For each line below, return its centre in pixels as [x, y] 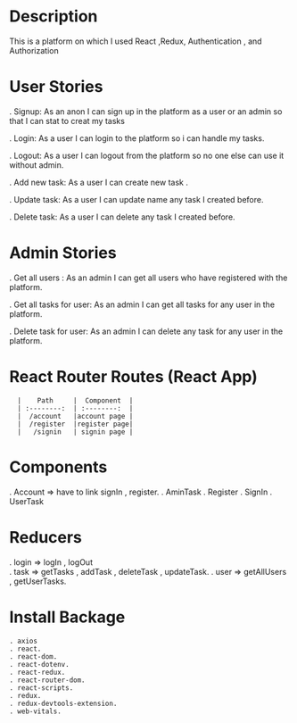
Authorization [34, 50]
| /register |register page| [75, 424]
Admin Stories [63, 253]
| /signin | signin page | [75, 432]
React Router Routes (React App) [134, 377]
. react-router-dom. [48, 680]
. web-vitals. [36, 711]
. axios [24, 641]
